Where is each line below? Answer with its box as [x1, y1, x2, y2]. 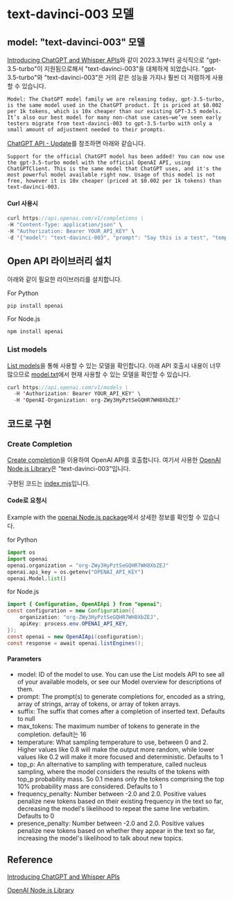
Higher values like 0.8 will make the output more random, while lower [17, 745, 215, 754]
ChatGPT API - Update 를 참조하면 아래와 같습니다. [7, 140, 146, 147]
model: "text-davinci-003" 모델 [7, 36, 146, 48]
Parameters [7, 654, 42, 663]
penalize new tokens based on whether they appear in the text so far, [17, 826, 216, 834]
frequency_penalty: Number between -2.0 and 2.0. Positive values [17, 789, 207, 797]
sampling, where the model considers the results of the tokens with [17, 767, 210, 775]
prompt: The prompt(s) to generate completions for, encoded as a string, [17, 692, 225, 700]
